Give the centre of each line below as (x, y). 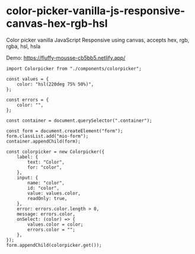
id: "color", (44, 188)
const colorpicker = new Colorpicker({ (55, 152)
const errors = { (28, 100)
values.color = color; (55, 224)
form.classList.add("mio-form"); (47, 136)
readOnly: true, (47, 198)
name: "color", (46, 183)
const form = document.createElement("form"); (65, 131)
